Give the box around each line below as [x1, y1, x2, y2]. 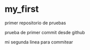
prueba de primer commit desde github [4, 29, 85, 35]
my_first [4, 3, 39, 15]
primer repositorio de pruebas [4, 20, 66, 26]
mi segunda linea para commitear [4, 39, 73, 45]
